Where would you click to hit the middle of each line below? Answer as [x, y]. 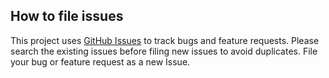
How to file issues [67, 16]
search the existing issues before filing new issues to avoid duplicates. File [164, 51]
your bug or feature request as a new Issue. [100, 61]
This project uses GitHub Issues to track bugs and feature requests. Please [165, 40]
